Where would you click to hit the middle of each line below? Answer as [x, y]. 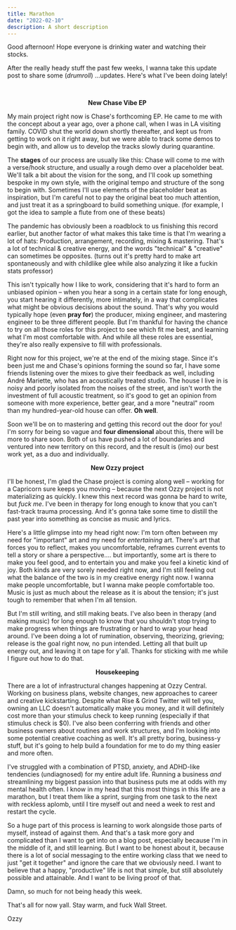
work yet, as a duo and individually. [58, 454]
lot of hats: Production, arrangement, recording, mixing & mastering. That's [116, 241]
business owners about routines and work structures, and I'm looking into [114, 731]
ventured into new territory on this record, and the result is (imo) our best [113, 447]
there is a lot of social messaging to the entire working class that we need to [118, 855]
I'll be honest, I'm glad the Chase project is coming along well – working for [116, 482]
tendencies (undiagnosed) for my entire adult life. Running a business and [114, 774]
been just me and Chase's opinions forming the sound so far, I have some [114, 366]
